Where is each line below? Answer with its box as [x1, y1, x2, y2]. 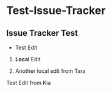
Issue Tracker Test [6, 28, 78, 38]
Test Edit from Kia [6, 79, 51, 86]
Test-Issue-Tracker [6, 4, 106, 18]
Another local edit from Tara [15, 67, 86, 75]
